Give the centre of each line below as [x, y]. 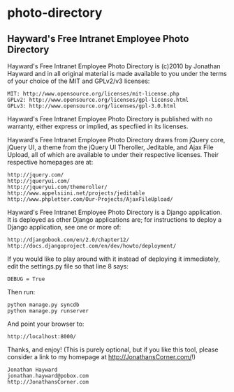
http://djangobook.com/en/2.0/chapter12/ [68, 240]
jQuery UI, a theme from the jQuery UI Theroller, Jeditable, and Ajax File [111, 147]
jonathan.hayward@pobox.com [48, 376]
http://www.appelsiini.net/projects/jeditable [76, 193]
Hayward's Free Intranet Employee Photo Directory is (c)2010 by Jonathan [114, 66]
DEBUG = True [26, 279]
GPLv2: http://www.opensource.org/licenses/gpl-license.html [98, 100]
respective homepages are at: [50, 162]
